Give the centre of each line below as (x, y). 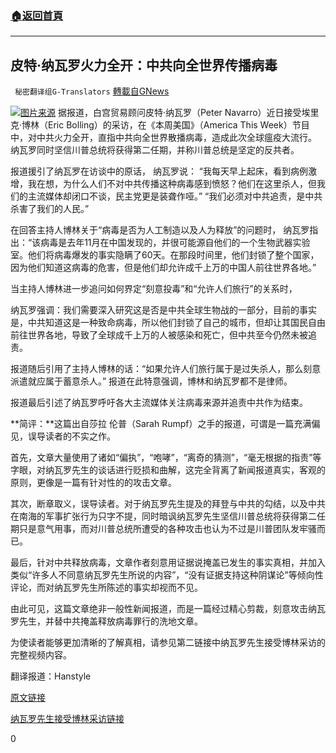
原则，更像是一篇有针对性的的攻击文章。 (93, 483)
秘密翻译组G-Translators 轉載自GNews (92, 91)
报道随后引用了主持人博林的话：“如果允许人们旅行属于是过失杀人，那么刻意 (166, 369)
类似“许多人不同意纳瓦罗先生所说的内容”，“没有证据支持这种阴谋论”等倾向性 (167, 575)
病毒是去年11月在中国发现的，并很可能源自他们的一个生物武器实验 (175, 243)
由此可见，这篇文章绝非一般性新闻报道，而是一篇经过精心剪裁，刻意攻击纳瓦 (168, 609)
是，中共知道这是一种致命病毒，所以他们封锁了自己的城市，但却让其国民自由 (168, 323)
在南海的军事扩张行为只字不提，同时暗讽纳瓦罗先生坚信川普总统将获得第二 (163, 516)
